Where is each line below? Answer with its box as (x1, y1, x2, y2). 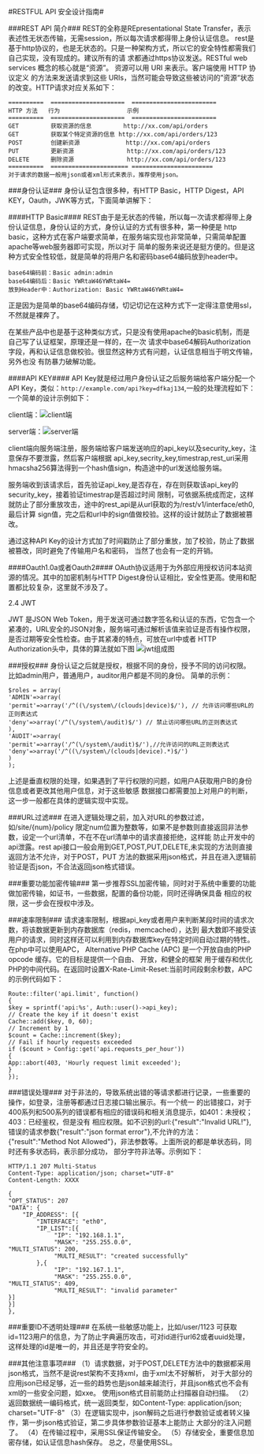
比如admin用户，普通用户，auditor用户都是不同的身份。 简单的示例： (8, 671, 232, 680)
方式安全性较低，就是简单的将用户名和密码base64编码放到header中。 (14, 252, 243, 261)
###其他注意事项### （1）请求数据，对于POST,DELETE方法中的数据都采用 (8, 1359, 251, 1368)
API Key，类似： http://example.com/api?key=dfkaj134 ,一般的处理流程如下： (8, 383, 256, 393)
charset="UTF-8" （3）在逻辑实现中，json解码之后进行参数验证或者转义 (8, 1408, 244, 1417)
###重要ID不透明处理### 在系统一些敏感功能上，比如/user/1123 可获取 (8, 1322, 238, 1331)
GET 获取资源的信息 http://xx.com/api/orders (8, 122, 209, 130)
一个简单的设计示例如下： (8, 393, 91, 402)
